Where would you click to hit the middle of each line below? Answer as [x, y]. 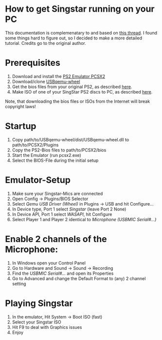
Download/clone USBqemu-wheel [46, 81]
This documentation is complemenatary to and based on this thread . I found [81, 33]
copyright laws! [20, 106]
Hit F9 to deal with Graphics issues [47, 327]
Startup [21, 126]
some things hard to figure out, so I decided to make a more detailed [74, 38]
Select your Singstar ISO [37, 322]
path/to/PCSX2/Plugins [35, 145]
